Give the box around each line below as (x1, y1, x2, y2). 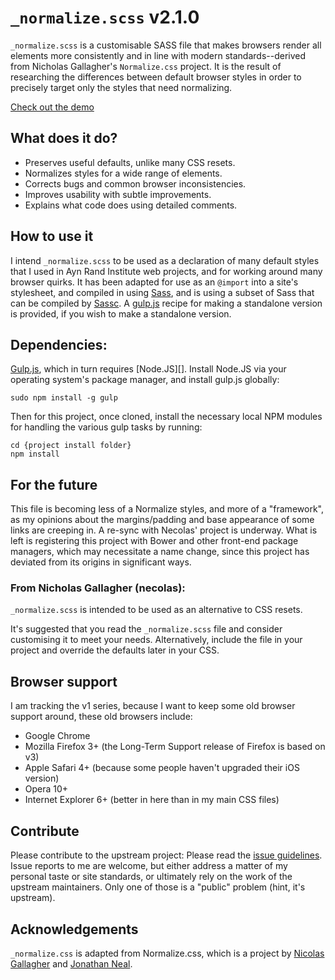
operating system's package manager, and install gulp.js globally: (10, 374, 280, 386)
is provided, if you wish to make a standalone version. (10, 307, 232, 320)
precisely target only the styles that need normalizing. (10, 81, 233, 93)
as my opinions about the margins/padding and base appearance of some (10, 514, 315, 526)
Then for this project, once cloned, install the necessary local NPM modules (10, 411, 323, 423)
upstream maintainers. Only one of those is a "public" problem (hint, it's (10, 881, 306, 893)
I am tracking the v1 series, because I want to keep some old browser (10, 700, 296, 712)
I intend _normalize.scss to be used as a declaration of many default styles (10, 254, 320, 266)
